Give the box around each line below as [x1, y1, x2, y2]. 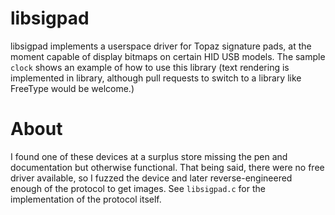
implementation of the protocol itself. [10, 193, 162, 205]
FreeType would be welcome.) [10, 82, 135, 94]
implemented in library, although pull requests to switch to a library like [10, 72, 302, 84]
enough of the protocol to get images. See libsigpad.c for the [10, 182, 266, 194]
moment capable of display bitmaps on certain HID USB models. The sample [10, 50, 326, 62]
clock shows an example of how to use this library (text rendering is [10, 61, 290, 73]
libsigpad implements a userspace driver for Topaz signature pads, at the [10, 40, 312, 52]
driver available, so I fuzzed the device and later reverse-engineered [10, 172, 293, 184]
